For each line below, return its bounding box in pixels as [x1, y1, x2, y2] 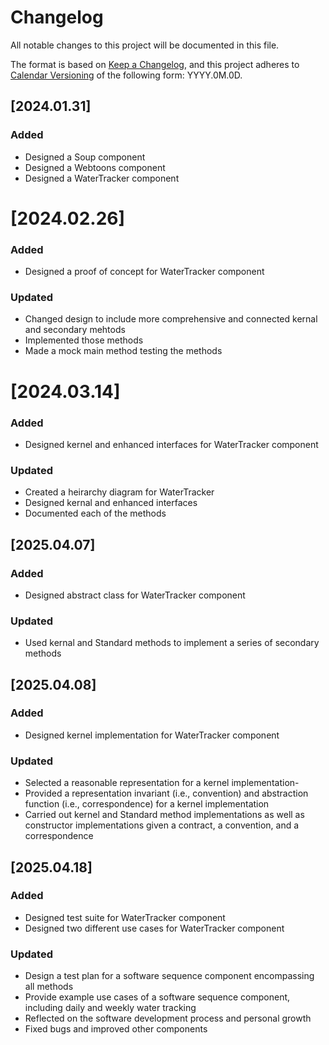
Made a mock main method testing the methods [24, 345, 223, 357]
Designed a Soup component [24, 151, 146, 163]
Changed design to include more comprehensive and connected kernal [24, 313, 318, 325]
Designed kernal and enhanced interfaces [24, 497, 198, 509]
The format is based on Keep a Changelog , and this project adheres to [10, 58, 300, 70]
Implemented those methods [24, 334, 144, 346]
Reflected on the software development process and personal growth [24, 1012, 312, 1025]
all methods [24, 981, 74, 993]
